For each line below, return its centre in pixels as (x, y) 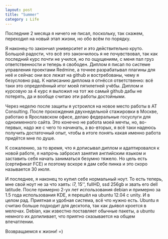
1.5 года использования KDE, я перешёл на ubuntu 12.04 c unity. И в (78, 195)
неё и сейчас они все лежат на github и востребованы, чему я (72, 75)
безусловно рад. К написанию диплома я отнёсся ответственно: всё (79, 80)
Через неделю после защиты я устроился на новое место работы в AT (81, 106)
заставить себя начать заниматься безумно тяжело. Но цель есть (76, 159)
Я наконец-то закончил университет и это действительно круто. (74, 49)
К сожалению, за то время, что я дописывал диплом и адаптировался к (82, 148)
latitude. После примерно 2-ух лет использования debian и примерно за (83, 190)
